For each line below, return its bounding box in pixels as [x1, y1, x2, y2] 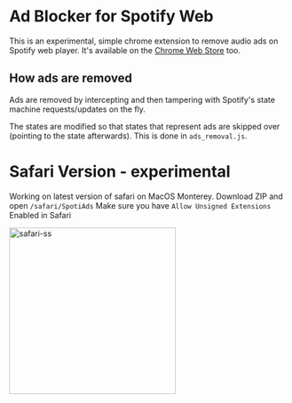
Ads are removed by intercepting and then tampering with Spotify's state [9, 94, 275, 105]
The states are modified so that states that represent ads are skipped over [9, 121, 280, 131]
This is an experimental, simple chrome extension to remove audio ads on [9, 36, 279, 46]
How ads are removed [9, 71, 133, 86]
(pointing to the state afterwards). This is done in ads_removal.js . [9, 130, 248, 141]
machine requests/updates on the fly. [9, 104, 146, 115]
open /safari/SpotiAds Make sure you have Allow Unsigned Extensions [9, 200, 272, 210]
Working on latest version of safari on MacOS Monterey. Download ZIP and [9, 191, 284, 201]
